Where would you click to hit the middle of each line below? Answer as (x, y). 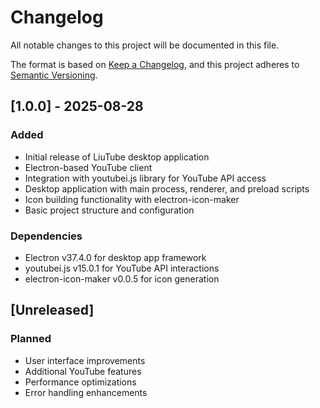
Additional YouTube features (83, 371)
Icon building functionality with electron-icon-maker (132, 199)
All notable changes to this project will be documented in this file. (145, 45)
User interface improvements (85, 360)
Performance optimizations (80, 382)
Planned (31, 339)
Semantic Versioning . (54, 75)
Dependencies (46, 236)
